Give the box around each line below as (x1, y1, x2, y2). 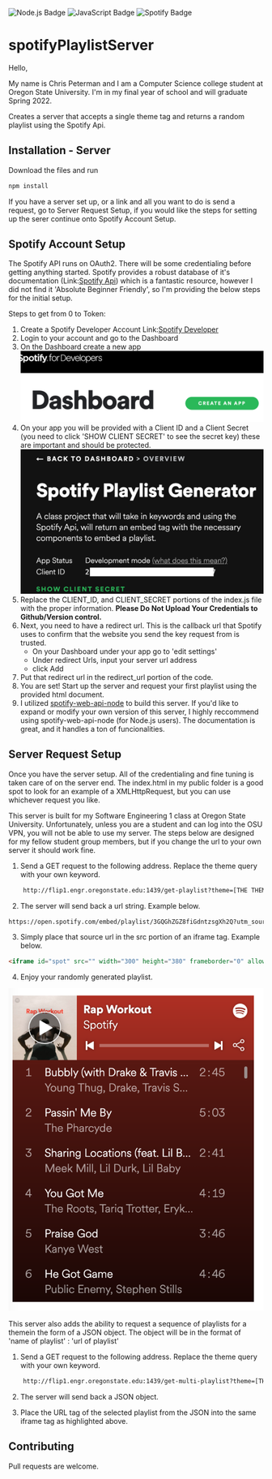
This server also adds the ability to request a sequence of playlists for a (8, 1319, 247, 1329)
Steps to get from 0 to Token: (8, 309, 107, 319)
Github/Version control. (19, 612, 103, 621)
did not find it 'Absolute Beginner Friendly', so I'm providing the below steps (8, 285, 261, 295)
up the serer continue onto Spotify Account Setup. (8, 213, 176, 223)
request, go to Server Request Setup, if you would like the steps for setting (8, 205, 257, 215)
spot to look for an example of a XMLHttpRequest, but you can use (8, 786, 231, 796)
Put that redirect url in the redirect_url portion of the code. (19, 672, 214, 681)
